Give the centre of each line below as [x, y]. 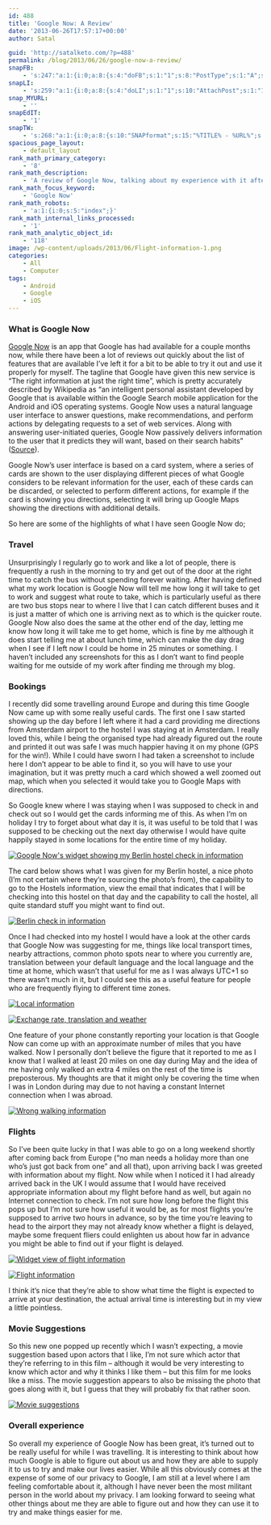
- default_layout [52, 150]
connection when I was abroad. [60, 1094]
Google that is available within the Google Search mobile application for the [133, 398]
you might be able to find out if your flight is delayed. [96, 1244]
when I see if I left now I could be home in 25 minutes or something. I [123, 648]
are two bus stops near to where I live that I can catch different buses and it [134, 605]
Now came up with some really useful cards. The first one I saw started [127, 712]
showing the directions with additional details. [84, 508]
